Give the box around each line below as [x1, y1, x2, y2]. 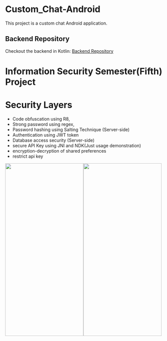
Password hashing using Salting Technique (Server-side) [12, 127, 130, 133]
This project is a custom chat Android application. [5, 20, 107, 26]
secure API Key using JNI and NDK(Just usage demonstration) [12, 142, 141, 149]
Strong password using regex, [12, 121, 75, 127]
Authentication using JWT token [12, 132, 79, 138]
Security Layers [5, 99, 72, 111]
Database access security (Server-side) [12, 137, 95, 143]
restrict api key [12, 153, 43, 159]
